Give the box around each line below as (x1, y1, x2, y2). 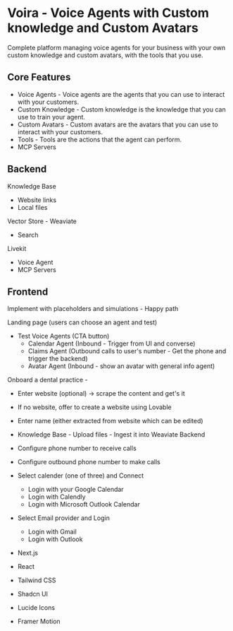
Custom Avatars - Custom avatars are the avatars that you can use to (17, 120, 218, 129)
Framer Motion (17, 617, 61, 626)
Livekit (7, 244, 27, 252)
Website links (17, 196, 57, 204)
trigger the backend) (27, 355, 88, 363)
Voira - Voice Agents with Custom (7, 5, 210, 21)
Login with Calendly (27, 493, 86, 501)
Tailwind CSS (17, 576, 56, 584)
